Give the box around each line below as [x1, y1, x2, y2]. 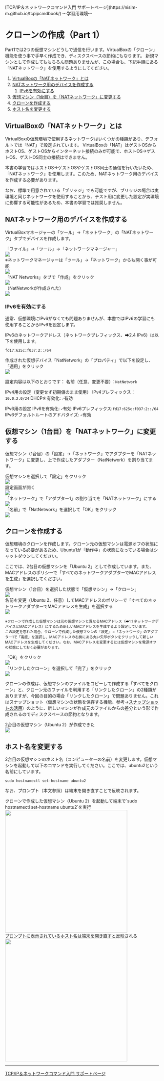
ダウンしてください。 [18, 553, 61, 559]
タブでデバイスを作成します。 [13, 235, 73, 241]
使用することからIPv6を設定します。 [5, 321, 78, 327]
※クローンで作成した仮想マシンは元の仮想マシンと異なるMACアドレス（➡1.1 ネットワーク [5, 619, 155, 624]
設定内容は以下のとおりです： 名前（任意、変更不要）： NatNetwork [5, 379, 138, 385]
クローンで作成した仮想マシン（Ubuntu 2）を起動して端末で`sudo [5, 798, 138, 804]
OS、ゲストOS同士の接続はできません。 [9, 154, 90, 160]
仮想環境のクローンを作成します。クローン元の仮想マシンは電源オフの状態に [5, 541, 159, 547]
